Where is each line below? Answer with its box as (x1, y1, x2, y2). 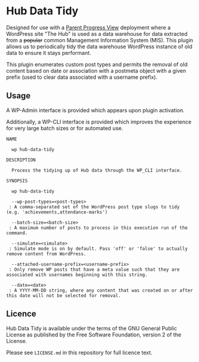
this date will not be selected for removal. (6, 292, 121, 299)
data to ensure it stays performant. (6, 49, 91, 56)
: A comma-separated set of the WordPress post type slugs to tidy (8, 204, 180, 210)
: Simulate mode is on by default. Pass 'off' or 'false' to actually (8, 246, 188, 252)
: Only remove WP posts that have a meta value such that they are (8, 267, 180, 273)
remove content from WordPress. (6, 250, 86, 257)
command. (6, 230, 28, 236)
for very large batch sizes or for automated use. (6, 124, 123, 132)
